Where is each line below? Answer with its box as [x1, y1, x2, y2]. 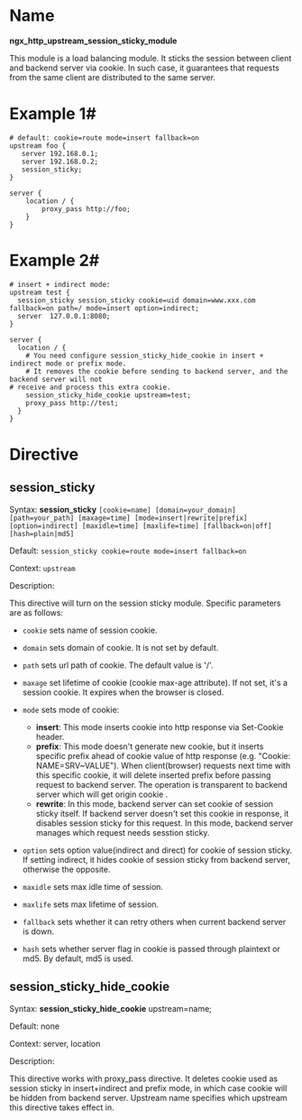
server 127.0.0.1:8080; [17, 311, 111, 320]
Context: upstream [9, 562, 76, 573]
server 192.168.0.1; [21, 149, 99, 158]
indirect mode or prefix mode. [9, 358, 127, 368]
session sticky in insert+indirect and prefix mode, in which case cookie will [9, 1082, 288, 1093]
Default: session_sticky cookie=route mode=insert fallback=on [9, 545, 247, 556]
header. [35, 731, 65, 742]
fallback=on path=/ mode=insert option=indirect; [9, 303, 200, 312]
